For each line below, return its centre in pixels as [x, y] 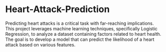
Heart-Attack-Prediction [58, 9]
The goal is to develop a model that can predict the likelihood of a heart [80, 39]
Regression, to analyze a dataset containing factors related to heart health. [83, 34]
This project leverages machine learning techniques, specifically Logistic [81, 28]
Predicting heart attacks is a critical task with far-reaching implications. [79, 23]
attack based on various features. [40, 44]
